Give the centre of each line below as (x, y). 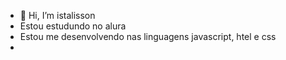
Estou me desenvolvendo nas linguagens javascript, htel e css (148, 36)
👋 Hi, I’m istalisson (57, 15)
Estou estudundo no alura (73, 26)
